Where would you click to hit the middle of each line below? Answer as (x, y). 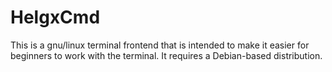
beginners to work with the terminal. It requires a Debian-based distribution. (166, 55)
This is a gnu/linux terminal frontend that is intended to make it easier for (160, 45)
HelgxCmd (55, 17)
